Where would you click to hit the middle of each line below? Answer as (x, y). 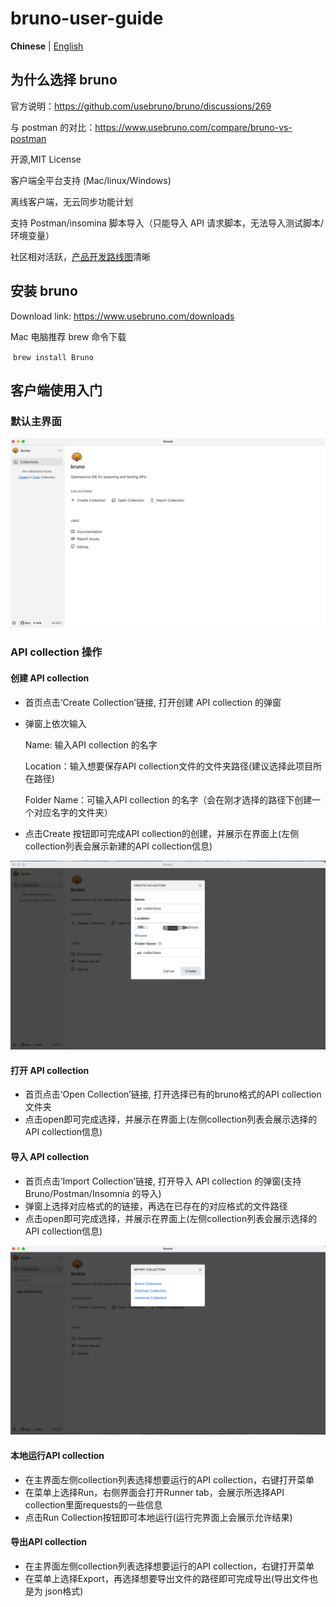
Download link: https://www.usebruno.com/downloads (122, 316)
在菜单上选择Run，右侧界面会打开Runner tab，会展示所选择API (154, 1492)
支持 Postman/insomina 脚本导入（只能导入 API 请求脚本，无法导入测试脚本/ (167, 223)
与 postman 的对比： (53, 127)
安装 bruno (44, 291)
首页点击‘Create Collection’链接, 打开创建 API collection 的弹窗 (153, 702)
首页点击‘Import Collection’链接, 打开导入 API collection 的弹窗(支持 (163, 1181)
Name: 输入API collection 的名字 (91, 744)
